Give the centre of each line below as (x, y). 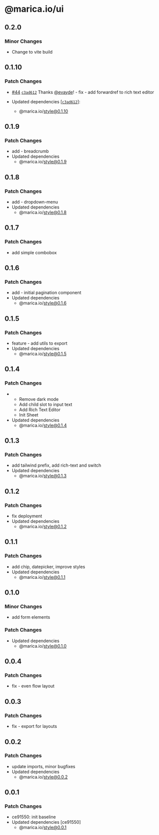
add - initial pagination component (46, 293)
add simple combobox (34, 252)
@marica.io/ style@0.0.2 (43, 777)
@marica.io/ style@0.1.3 (43, 476)
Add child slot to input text (46, 404)
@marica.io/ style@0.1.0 (43, 646)
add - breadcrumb (30, 151)
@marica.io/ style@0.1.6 (43, 303)
